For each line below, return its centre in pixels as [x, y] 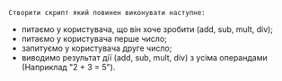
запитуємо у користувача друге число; [97, 48]
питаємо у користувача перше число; [94, 39]
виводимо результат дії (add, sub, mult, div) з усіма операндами [144, 57]
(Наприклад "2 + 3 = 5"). [68, 67]
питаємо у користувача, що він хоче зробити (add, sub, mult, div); [147, 29]
